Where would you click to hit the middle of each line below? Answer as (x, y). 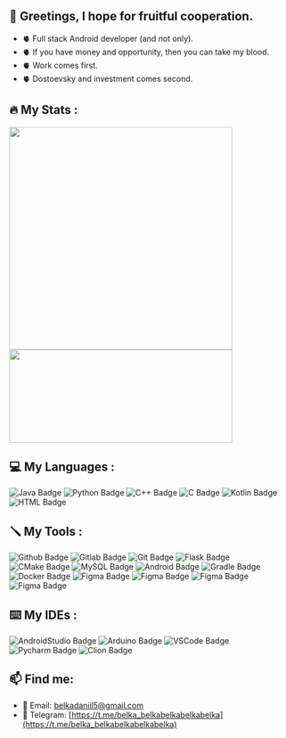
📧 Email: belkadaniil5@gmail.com (83, 705)
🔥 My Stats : (44, 110)
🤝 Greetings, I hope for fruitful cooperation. (131, 16)
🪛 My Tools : (46, 531)
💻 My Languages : (62, 467)
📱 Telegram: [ (47, 715)
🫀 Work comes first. (60, 65)
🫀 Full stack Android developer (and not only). (107, 38)
